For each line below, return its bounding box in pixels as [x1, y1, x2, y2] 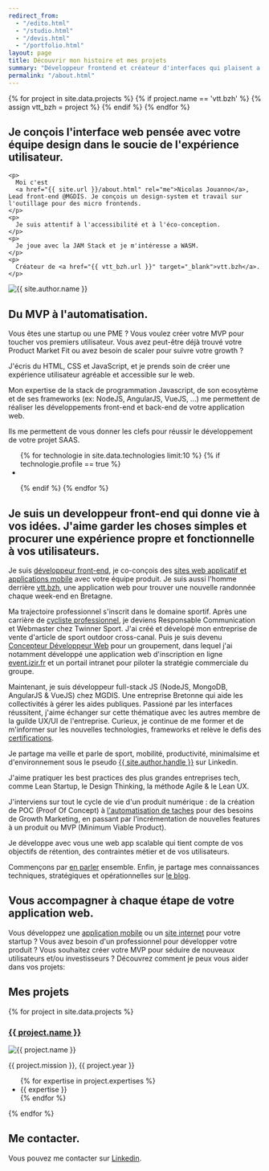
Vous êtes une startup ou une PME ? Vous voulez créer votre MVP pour [8, 328, 244, 338]
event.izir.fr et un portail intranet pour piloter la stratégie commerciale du [8, 658, 249, 667]
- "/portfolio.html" [15, 42, 84, 50]
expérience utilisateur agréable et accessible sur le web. [8, 370, 195, 380]
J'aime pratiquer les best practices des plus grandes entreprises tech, [8, 773, 241, 783]
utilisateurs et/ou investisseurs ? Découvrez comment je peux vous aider [8, 953, 249, 963]
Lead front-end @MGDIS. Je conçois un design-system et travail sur [8, 193, 243, 201]
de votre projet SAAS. [8, 435, 80, 445]
